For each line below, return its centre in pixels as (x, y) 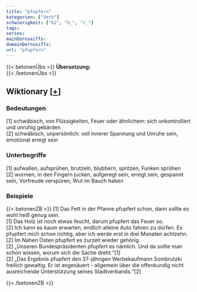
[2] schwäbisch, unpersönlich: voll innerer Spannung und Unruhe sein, (92, 134)
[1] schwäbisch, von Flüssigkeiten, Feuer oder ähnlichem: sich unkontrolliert (98, 121)
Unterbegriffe (26, 155)
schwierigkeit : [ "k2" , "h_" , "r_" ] (50, 22)
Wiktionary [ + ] (33, 92)
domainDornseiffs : (29, 45)
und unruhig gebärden (33, 127)
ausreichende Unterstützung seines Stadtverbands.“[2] (74, 271)
